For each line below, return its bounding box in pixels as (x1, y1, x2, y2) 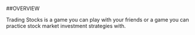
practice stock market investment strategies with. (6, 23, 126, 29)
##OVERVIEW (6, 5, 40, 12)
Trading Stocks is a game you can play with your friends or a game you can (6, 16, 190, 23)
